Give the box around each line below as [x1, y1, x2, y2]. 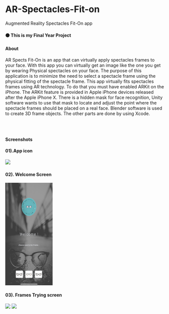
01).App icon [5, 148, 33, 154]
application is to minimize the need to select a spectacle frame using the [5, 73, 156, 79]
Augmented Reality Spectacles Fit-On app [5, 20, 93, 26]
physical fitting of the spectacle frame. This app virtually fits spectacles [5, 78, 154, 84]
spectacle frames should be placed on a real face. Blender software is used [5, 105, 162, 111]
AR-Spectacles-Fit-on [5, 4, 100, 15]
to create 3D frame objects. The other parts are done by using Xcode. [5, 110, 150, 117]
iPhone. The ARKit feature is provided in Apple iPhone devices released [5, 89, 154, 95]
